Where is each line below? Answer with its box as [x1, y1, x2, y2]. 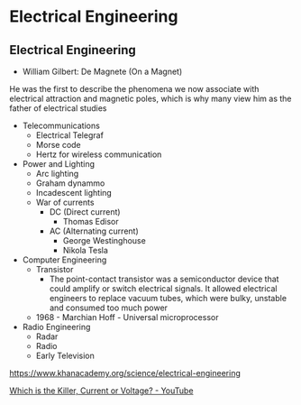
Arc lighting [35, 169, 79, 179]
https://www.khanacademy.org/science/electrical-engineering [9, 368, 241, 378]
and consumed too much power [49, 302, 169, 313]
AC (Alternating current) [49, 226, 140, 236]
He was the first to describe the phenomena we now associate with [9, 84, 260, 94]
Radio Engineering [22, 322, 91, 332]
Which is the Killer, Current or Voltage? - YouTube [9, 385, 194, 396]
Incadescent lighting [35, 188, 113, 198]
